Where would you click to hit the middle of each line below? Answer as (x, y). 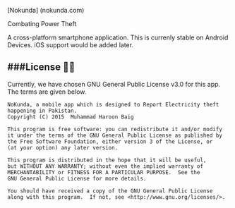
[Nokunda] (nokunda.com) (46, 10)
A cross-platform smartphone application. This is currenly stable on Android (118, 37)
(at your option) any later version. (63, 147)
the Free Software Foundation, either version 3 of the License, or (110, 141)
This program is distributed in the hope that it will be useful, (107, 160)
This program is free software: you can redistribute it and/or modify (115, 129)
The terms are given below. (47, 92)
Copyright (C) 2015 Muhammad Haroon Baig (71, 117)
